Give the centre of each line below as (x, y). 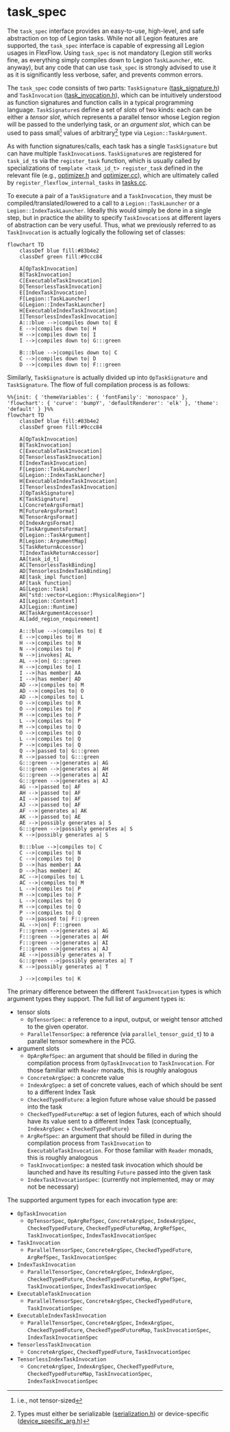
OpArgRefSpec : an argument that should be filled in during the (113, 1055)
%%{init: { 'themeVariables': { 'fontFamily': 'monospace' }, (98, 397)
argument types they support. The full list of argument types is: (96, 998)
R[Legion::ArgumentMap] (53, 541)
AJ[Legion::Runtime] (49, 607)
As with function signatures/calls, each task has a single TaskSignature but (112, 146)
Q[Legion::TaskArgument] (55, 535)
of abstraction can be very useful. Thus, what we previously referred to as (112, 225)
